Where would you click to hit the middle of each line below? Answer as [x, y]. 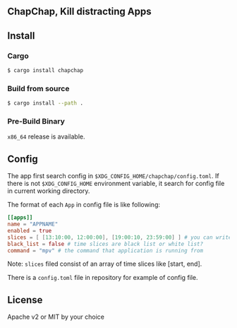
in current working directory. [49, 191]
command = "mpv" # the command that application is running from [105, 250]
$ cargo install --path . [45, 103]
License [25, 300]
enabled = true [30, 230]
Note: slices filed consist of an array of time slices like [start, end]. [105, 264]
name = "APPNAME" [33, 224]
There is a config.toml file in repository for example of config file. [103, 278]
